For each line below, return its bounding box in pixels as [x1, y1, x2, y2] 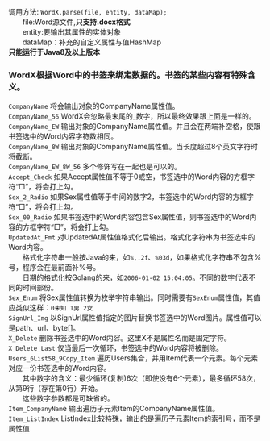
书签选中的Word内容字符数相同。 [8, 131, 118, 141]
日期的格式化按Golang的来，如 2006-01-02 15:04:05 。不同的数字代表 [22, 273, 249, 282]
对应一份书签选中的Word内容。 [8, 364, 111, 373]
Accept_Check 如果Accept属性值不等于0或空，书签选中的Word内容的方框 [8, 172, 248, 181]
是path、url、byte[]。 [8, 323, 81, 333]
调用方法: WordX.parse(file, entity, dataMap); [8, 7, 168, 16]
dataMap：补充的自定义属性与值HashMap [22, 37, 162, 47]
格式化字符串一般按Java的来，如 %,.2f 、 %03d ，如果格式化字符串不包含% [22, 252, 262, 262]
